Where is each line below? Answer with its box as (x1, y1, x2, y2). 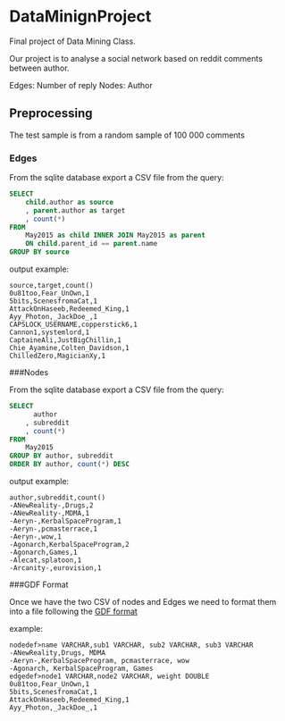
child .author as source (25, 197, 114, 206)
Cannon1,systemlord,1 (9, 328, 90, 337)
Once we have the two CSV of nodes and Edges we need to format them (9, 597, 277, 608)
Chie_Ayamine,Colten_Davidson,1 (9, 344, 130, 353)
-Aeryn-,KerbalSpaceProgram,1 (9, 516, 122, 526)
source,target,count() (9, 281, 94, 290)
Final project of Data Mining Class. (9, 36, 136, 46)
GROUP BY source (9, 247, 70, 256)
